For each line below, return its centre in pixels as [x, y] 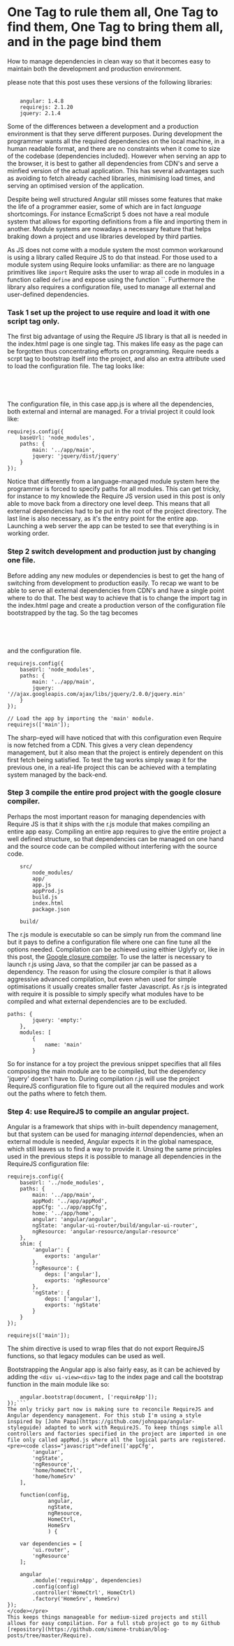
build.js [45, 897]
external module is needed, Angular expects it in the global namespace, [110, 1142]
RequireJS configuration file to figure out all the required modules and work [116, 1086]
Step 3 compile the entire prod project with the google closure [114, 792]
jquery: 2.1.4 [40, 113]
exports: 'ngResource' [78, 1281]
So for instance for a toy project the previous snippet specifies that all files [114, 1063]
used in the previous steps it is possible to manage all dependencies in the [114, 1156]
